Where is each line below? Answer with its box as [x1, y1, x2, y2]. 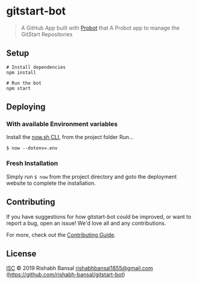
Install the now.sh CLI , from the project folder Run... [6, 134, 134, 141]
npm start [6, 85, 31, 91]
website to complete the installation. [6, 179, 96, 187]
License [6, 248, 37, 259]
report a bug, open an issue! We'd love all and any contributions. [6, 219, 167, 227]
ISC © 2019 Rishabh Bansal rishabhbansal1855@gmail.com [6, 265, 154, 272]
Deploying [6, 102, 46, 112]
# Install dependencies [6, 64, 66, 70]
